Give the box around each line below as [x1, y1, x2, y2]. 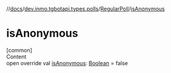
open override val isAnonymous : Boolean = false [6, 59, 128, 66]
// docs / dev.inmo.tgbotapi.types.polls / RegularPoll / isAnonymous [6, 5, 166, 12]
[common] [6, 46, 32, 54]
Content [6, 53, 27, 60]
